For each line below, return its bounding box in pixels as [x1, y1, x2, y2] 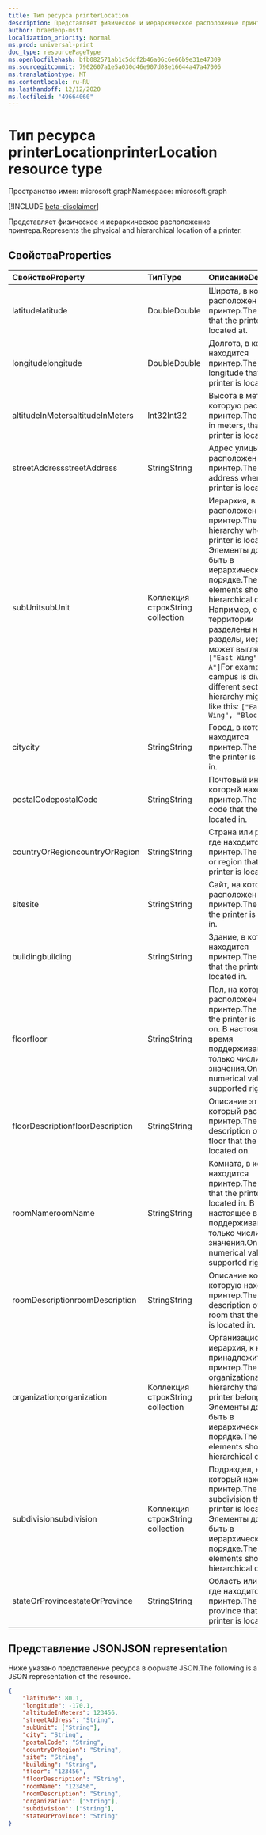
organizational [208, 1372, 262, 1382]
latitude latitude [12, 306, 68, 316]
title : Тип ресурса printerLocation [8, 11, 129, 20]
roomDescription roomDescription [12, 1295, 137, 1305]
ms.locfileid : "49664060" [8, 93, 93, 101]
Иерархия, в [208, 496, 256, 506]
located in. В [208, 1198, 255, 1208]
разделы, [208, 634, 244, 644]
